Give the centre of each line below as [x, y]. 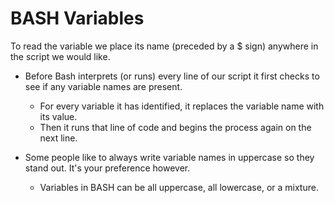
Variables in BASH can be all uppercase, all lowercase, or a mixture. [179, 187]
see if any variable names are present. [103, 86]
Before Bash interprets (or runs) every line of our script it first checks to [172, 76]
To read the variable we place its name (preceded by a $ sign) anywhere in [164, 46]
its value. [58, 116]
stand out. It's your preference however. [107, 168]
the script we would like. [60, 56]
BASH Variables [77, 18]
